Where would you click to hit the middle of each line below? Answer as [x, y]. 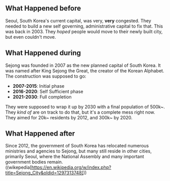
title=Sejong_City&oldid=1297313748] [45, 173]
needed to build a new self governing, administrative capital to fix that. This [84, 26]
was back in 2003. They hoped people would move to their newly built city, [84, 31]
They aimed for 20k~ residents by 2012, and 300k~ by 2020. [69, 117]
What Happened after [40, 134]
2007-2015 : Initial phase [38, 86]
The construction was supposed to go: [46, 76]
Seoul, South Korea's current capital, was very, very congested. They [78, 20]
